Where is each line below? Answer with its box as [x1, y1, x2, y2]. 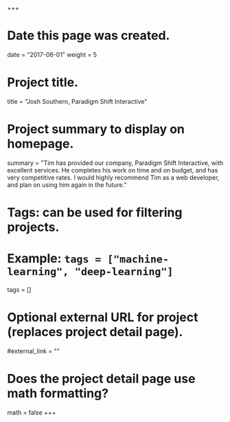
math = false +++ [7, 408, 56, 417]
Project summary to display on [7, 122, 185, 137]
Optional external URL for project [7, 310, 198, 325]
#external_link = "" [7, 346, 60, 355]
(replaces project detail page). [7, 324, 183, 340]
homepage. [7, 136, 74, 152]
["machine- [107, 253, 170, 266]
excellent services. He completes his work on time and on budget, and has [7, 166, 218, 174]
